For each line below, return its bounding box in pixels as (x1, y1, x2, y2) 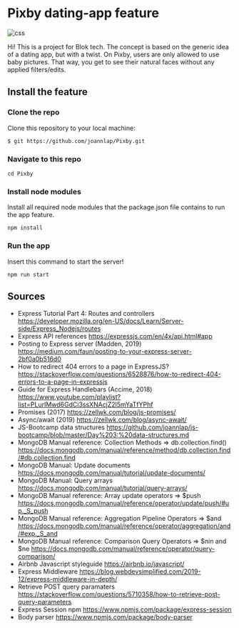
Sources (7, 290, 46, 302)
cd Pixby (7, 170, 34, 177)
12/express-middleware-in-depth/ (17, 575, 118, 584)
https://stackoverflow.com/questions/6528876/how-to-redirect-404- (17, 370, 221, 379)
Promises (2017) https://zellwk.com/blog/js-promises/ (17, 408, 176, 417)
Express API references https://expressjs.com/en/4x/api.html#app (17, 332, 213, 341)
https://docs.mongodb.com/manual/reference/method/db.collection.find (17, 446, 231, 454)
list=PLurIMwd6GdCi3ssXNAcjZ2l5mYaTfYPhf (17, 400, 153, 409)
